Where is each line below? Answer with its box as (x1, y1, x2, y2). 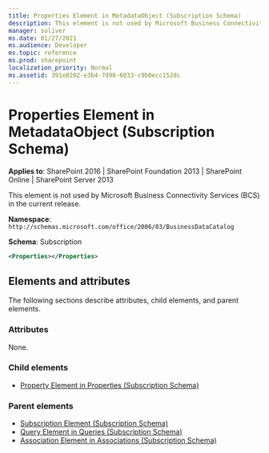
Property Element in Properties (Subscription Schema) (19, 380, 199, 390)
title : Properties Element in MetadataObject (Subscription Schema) (8, 11, 242, 20)
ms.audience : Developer (8, 42, 88, 50)
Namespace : (8, 214, 52, 224)
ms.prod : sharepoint (8, 57, 78, 65)
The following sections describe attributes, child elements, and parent (8, 295, 239, 305)
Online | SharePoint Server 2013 (8, 174, 114, 184)
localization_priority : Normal (8, 64, 113, 72)
